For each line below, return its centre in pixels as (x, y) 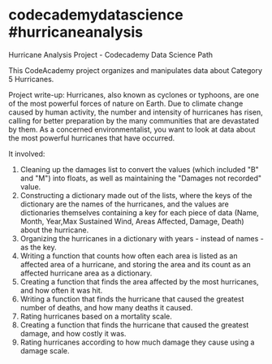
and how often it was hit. (61, 290)
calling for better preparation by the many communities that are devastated (134, 120)
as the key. (38, 247)
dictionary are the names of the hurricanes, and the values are (124, 204)
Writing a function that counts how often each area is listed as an (129, 256)
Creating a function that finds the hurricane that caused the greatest (134, 325)
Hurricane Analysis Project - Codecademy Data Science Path (111, 54)
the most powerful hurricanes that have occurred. (92, 138)
